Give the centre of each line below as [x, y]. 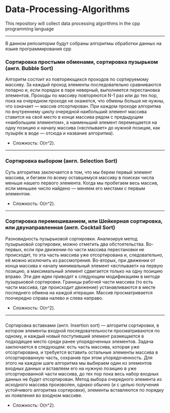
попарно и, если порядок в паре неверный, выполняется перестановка [83, 90]
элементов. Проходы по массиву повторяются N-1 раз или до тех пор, [82, 95]
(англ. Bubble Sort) [29, 68]
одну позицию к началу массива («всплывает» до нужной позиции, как [83, 128]
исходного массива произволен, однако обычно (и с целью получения [82, 385]
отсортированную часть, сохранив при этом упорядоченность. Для [79, 357]
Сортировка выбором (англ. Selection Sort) [61, 161]
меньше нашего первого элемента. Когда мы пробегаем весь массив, [82, 183]
